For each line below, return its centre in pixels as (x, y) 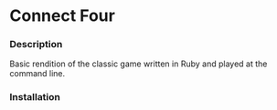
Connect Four (63, 16)
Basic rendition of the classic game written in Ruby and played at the (138, 64)
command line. (37, 74)
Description (36, 45)
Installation (35, 97)
